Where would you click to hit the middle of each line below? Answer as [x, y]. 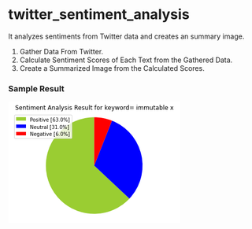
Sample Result [36, 88]
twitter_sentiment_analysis [99, 15]
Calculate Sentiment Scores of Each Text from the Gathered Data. [126, 60]
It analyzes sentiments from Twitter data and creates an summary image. [126, 36]
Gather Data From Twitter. [61, 51]
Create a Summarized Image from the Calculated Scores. [112, 68]
